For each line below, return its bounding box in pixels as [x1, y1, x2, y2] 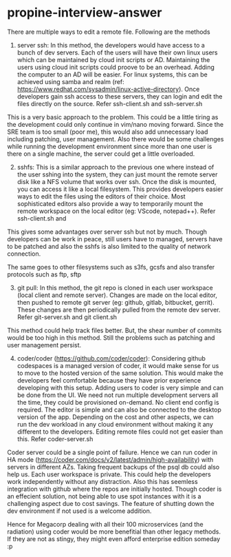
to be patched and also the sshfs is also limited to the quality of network [7, 242, 211, 250]
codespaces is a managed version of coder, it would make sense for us [16, 361, 219, 369]
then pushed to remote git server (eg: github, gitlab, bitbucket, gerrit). [16, 298, 214, 306]
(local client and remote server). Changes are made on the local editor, [16, 291, 218, 299]
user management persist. [7, 341, 82, 349]
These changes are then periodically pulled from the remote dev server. [16, 305, 221, 314]
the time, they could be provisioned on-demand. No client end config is [16, 398, 219, 406]
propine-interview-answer [7, 5, 162, 21]
